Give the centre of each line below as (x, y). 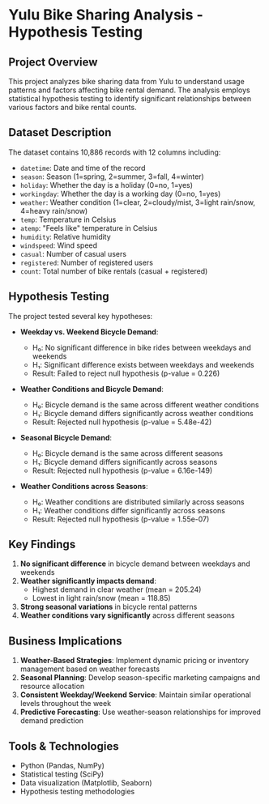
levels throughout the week (66, 704)
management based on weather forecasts (90, 669)
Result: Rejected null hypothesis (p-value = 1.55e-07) (121, 519)
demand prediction (51, 721)
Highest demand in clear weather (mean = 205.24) (117, 589)
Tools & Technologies (64, 746)
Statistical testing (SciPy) (62, 774)
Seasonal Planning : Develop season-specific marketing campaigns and (140, 678)
